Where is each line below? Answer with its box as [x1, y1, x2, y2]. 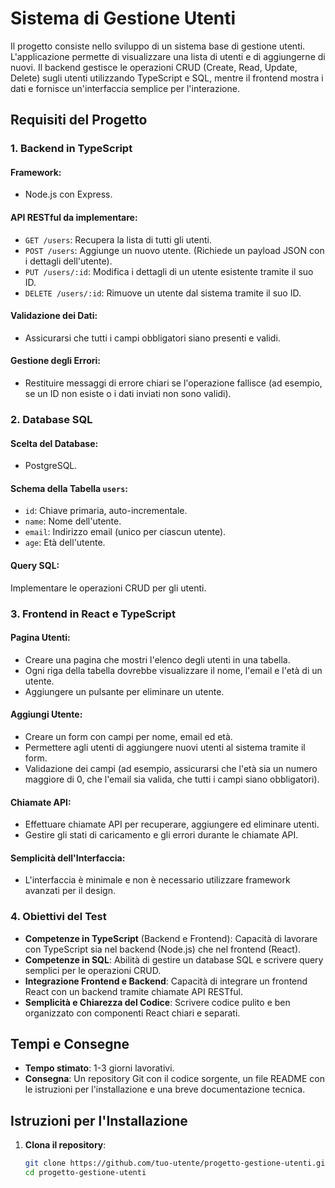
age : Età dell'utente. [24, 537, 106, 549]
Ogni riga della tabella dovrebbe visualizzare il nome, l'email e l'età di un [24, 664, 323, 676]
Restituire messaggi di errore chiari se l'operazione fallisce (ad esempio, [24, 377, 323, 389]
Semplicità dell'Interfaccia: [10, 852, 126, 864]
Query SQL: [10, 559, 60, 571]
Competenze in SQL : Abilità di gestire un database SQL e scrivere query [24, 953, 324, 966]
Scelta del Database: [10, 437, 99, 449]
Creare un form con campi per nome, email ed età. [24, 730, 233, 742]
